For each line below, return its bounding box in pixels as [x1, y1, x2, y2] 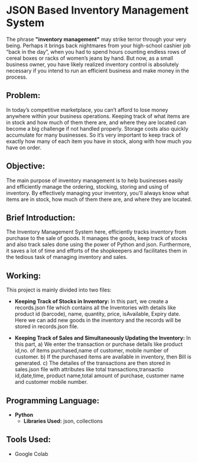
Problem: [6, 90, 41, 101]
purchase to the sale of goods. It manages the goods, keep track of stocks [6, 235, 188, 242]
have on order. [6, 144, 41, 151]
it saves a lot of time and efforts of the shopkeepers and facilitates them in [6, 247, 187, 254]
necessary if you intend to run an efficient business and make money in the [6, 67, 189, 74]
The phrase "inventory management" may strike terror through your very [6, 35, 187, 43]
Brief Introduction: [6, 212, 76, 222]
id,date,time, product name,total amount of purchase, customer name [14, 372, 184, 379]
